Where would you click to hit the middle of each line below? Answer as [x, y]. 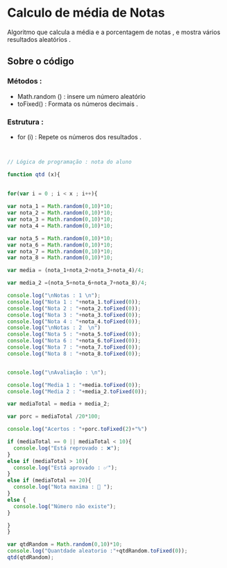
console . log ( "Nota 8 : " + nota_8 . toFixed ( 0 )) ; [74, 354]
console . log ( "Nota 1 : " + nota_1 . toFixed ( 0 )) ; [74, 302]
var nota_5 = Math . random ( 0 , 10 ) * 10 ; [60, 238]
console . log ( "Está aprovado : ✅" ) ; [66, 468]
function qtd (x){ [34, 174]
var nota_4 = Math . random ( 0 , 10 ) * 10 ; [60, 226]
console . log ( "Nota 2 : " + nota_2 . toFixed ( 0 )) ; [74, 308]
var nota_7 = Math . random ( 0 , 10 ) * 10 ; [60, 251]
